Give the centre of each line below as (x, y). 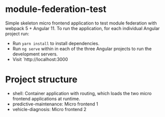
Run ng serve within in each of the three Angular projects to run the (82, 48)
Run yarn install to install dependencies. (56, 43)
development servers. (35, 54)
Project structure (41, 80)
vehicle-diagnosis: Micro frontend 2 (49, 109)
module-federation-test (56, 9)
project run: (17, 33)
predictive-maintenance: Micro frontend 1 (55, 104)
